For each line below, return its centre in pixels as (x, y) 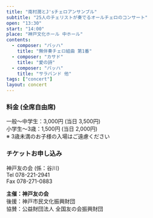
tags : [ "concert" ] (29, 79)
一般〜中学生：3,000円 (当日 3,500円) (54, 121)
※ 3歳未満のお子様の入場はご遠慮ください (58, 136)
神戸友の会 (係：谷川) (33, 168)
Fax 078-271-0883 (29, 181)
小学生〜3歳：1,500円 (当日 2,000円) (52, 129)
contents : (19, 40)
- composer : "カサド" (37, 57)
